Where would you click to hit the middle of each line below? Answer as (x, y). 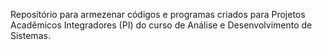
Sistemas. (30, 35)
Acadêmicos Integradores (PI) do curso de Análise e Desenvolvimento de (161, 25)
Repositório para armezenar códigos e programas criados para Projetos (158, 14)
